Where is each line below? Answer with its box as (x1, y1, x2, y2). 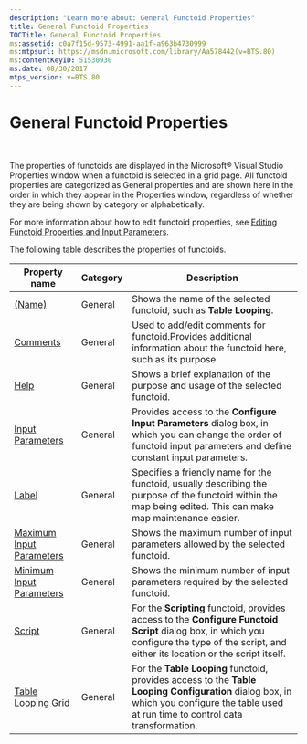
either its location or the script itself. (132, 647, 286, 660)
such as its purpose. (132, 352, 219, 365)
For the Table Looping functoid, (132, 662, 269, 675)
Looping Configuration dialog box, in (132, 685, 292, 697)
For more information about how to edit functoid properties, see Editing (9, 216, 278, 227)
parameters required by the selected (132, 575, 289, 588)
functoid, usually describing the (132, 477, 268, 489)
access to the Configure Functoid (132, 613, 279, 625)
